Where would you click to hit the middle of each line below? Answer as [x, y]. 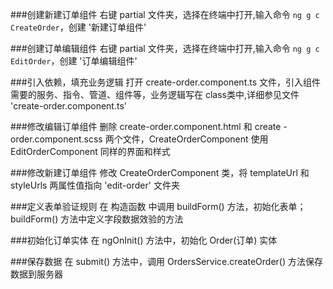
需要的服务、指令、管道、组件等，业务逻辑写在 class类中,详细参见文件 [155, 94]
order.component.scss [56, 139]
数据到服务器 [36, 274]
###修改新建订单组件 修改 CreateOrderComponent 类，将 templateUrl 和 [160, 172]
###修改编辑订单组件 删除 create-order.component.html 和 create [146, 126]
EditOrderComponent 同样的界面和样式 [90, 151]
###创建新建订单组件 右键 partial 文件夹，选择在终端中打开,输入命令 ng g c [165, 14]
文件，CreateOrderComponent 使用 [195, 139]
